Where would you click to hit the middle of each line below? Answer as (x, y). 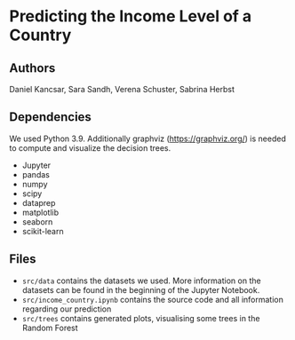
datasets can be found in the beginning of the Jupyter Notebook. (141, 289)
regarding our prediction (67, 309)
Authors (32, 68)
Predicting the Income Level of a (131, 16)
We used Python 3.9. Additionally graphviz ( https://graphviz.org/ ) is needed (147, 138)
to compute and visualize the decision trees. (90, 147)
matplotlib (40, 212)
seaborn (37, 221)
